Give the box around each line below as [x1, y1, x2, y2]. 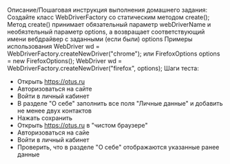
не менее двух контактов [17, 106, 92, 115]
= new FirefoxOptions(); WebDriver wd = [7, 57, 123, 65]
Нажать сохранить [17, 114, 73, 122]
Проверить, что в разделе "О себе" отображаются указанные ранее [17, 143, 220, 151]
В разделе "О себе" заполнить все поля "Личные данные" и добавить [17, 99, 223, 107]
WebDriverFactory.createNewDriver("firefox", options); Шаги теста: [7, 65, 200, 72]
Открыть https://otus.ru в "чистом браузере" [17, 121, 148, 129]
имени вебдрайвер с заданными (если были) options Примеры [7, 35, 193, 43]
